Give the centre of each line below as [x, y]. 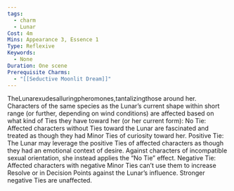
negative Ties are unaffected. [50, 181]
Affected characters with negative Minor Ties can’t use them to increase [112, 166]
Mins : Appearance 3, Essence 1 [53, 40]
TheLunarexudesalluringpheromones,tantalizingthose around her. [102, 99]
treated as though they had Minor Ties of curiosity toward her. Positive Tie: [116, 136]
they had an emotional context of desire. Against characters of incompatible [117, 150]
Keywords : [22, 53]
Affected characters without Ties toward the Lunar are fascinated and [108, 128]
